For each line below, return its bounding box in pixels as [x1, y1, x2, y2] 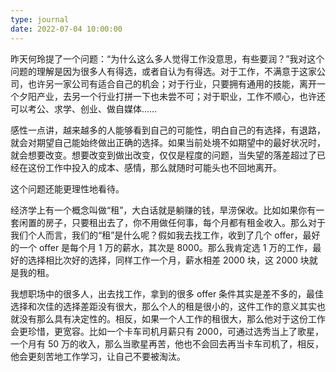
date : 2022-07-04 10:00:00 [10, 24, 123, 34]
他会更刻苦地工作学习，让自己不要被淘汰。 [10, 350, 186, 362]
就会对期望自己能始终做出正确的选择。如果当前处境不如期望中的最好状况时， [10, 136, 326, 148]
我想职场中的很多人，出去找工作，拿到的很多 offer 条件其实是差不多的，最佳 [10, 287, 325, 300]
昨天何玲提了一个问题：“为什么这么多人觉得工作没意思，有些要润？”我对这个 [10, 52, 325, 65]
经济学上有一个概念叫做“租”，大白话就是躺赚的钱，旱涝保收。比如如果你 [10, 204, 308, 216]
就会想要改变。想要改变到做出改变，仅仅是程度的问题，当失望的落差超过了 [10, 149, 317, 161]
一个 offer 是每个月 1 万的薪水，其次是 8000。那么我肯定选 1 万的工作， [18, 241, 313, 253]
